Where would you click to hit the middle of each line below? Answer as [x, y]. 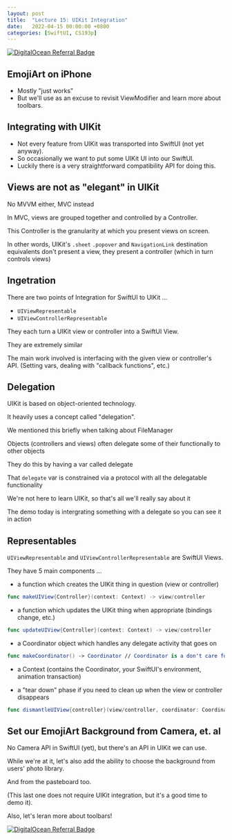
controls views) [29, 259]
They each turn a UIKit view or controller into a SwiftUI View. [93, 331]
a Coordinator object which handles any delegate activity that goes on [117, 643]
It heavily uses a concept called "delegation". [71, 417]
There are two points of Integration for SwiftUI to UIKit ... [87, 297]
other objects [26, 451]
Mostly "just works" [45, 91]
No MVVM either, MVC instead [51, 204]
